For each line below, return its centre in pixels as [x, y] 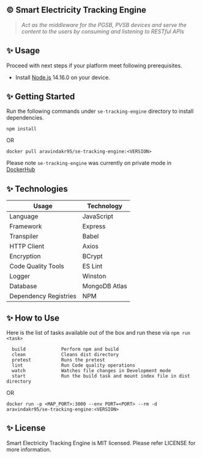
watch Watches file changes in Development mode [92, 371]
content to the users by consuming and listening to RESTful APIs [103, 31]
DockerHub [21, 170]
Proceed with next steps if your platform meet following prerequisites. [94, 65]
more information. [29, 449]
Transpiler [24, 237]
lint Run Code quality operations [74, 365]
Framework [26, 226]
